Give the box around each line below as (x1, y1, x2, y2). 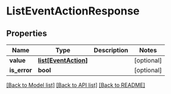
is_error (9, 66, 32, 74)
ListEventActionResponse (6, 4, 140, 18)
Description (93, 46, 129, 54)
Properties (6, 28, 47, 39)
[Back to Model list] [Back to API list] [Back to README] (6, 81, 146, 89)
